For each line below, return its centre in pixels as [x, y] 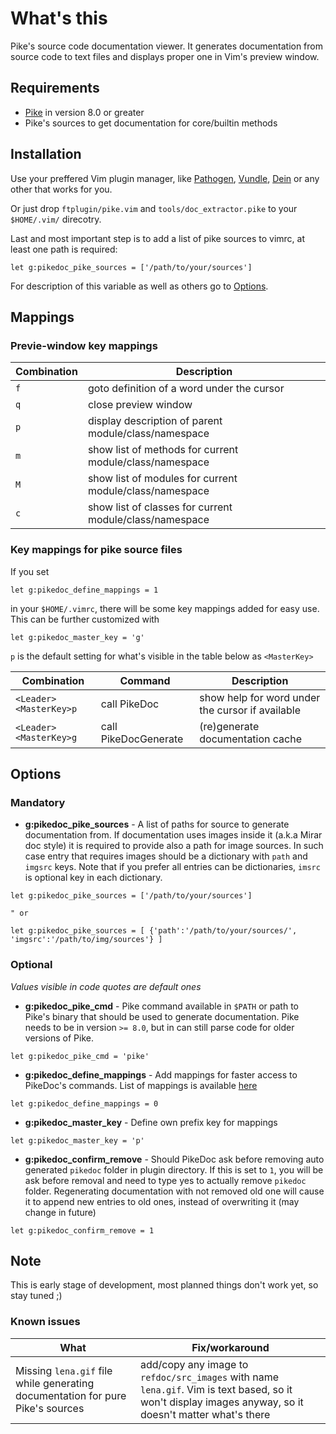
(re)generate [229, 726]
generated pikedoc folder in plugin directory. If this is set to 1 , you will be [174, 1169]
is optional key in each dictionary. [93, 878]
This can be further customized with [85, 619]
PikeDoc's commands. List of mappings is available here [141, 1085]
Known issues [45, 1322]
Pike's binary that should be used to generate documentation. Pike [162, 1016]
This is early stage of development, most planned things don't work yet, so [164, 1285]
